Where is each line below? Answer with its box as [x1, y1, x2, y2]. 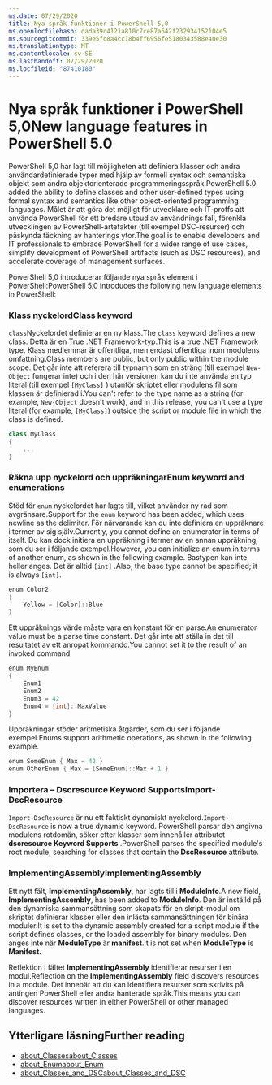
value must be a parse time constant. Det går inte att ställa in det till [8, 631, 234, 641]
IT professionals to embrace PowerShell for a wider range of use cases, [8, 239, 248, 249]
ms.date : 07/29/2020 [8, 11, 79, 20]
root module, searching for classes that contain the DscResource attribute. [8, 847, 260, 857]
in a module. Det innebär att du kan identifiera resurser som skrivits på [8, 979, 244, 989]
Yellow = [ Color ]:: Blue [23, 601, 104, 609]
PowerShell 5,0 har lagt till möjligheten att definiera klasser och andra [8, 161, 240, 171]
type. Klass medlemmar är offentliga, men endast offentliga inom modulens [8, 345, 260, 354]
